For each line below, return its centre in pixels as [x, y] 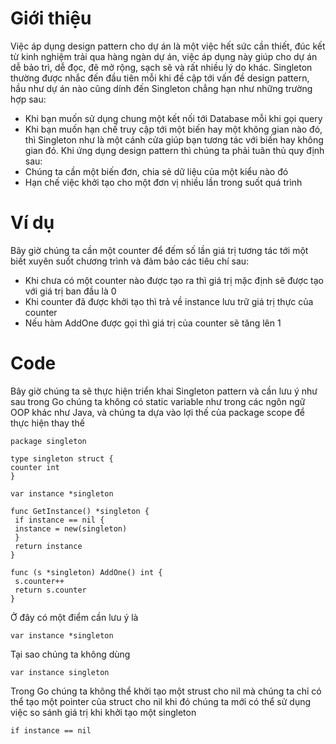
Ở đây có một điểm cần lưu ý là [74, 617]
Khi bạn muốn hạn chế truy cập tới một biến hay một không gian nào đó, [173, 129]
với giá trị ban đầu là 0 [70, 291]
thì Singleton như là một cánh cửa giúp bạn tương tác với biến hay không [174, 139]
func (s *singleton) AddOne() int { [86, 572]
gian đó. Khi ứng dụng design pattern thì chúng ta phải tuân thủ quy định [174, 150]
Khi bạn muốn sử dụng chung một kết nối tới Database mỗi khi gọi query [173, 118]
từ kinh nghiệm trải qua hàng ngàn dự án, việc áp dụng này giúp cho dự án [164, 56]
